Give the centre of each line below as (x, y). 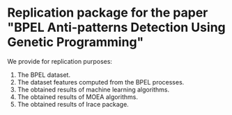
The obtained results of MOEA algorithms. (77, 97)
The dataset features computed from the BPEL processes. (101, 82)
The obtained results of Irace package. (73, 104)
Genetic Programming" (76, 42)
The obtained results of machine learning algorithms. (93, 89)
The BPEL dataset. (44, 75)
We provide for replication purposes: (60, 61)
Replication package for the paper (108, 13)
